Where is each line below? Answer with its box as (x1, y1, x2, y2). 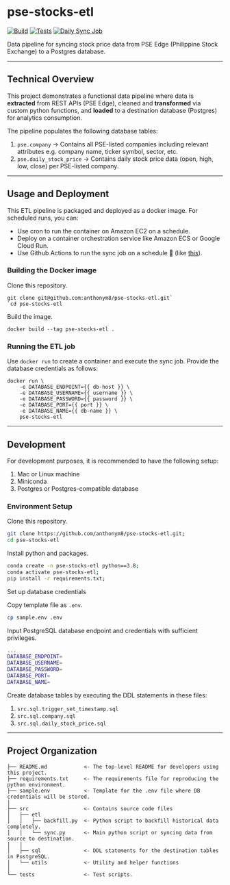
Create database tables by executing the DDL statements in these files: (7, 691, 207, 699)
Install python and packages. (7, 549, 89, 558)
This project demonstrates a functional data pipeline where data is (7, 92, 194, 100)
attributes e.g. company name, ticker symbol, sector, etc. (16, 147, 178, 155)
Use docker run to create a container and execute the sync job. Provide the (7, 357, 219, 365)
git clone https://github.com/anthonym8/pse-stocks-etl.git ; (7, 530, 186, 537)
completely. (7, 823, 41, 830)
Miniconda (16, 477, 47, 485)
